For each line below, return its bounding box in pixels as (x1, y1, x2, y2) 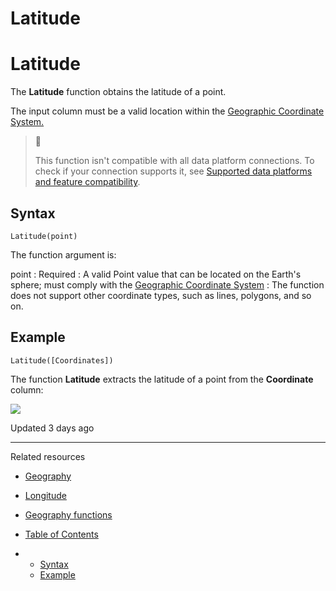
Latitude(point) (10, 231, 78, 241)
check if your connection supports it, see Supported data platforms (34, 165, 313, 177)
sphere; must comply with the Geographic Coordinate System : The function (10, 278, 325, 291)
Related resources (10, 450, 86, 462)
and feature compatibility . (34, 176, 141, 188)
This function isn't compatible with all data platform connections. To (34, 155, 315, 167)
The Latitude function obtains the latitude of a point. (10, 86, 227, 98)
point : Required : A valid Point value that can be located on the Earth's (10, 268, 302, 280)
